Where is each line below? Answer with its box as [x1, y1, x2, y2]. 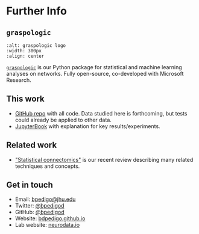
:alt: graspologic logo [6, 43, 66, 49]
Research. [6, 76, 31, 84]
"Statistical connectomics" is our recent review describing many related [14, 156, 194, 163]
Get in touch [6, 180, 53, 190]
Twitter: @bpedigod [14, 202, 65, 209]
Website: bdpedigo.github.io [14, 215, 86, 222]
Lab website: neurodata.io [14, 221, 80, 229]
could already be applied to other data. [14, 116, 112, 123]
